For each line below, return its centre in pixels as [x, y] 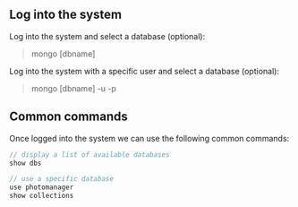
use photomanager [42, 187]
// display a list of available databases [89, 155]
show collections [42, 196]
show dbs [26, 163]
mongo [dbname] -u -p [73, 88]
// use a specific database [62, 179]
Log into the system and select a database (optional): [107, 36]
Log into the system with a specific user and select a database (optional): [145, 71]
